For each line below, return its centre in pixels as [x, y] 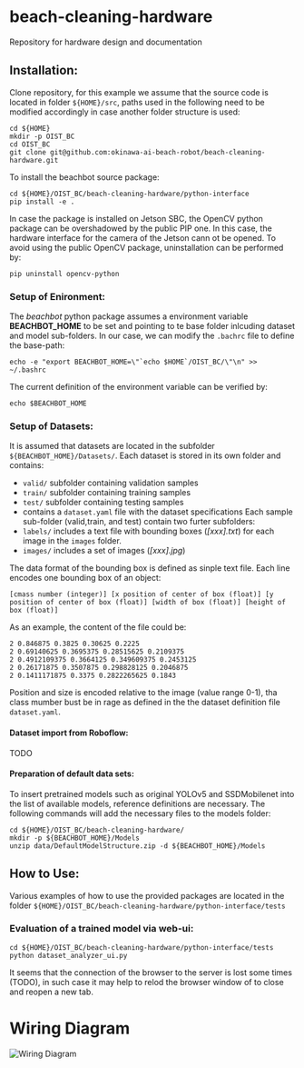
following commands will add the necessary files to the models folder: [140, 813]
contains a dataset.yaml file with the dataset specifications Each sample [157, 512]
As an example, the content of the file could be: [98, 627]
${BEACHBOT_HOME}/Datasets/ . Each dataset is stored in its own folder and [145, 455]
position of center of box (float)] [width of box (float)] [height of [147, 603]
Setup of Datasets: [51, 426]
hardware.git [34, 160]
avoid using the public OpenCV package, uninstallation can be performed [147, 247]
